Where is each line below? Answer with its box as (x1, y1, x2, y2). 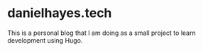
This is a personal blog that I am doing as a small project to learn (7, 28, 197, 37)
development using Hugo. (7, 36, 83, 44)
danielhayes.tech (7, 5, 112, 21)
